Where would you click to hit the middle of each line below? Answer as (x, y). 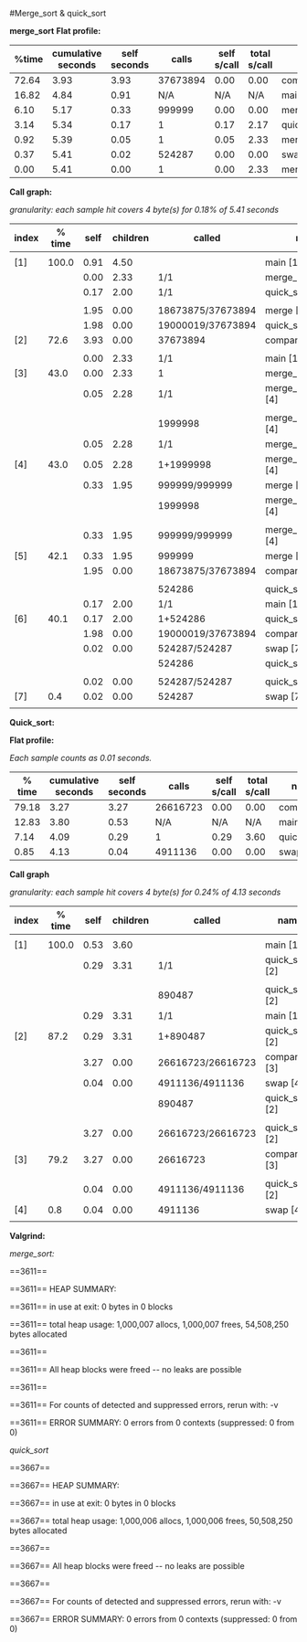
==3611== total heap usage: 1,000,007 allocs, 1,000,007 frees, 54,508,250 (149, 1324)
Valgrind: (27, 1236)
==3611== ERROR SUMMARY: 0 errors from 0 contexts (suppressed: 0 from (152, 1423)
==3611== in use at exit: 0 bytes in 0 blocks (91, 1307)
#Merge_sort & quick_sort (58, 13)
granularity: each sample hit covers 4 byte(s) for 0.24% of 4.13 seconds (145, 892)
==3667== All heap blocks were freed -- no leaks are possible (127, 1566)
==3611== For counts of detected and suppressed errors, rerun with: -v (144, 1405)
